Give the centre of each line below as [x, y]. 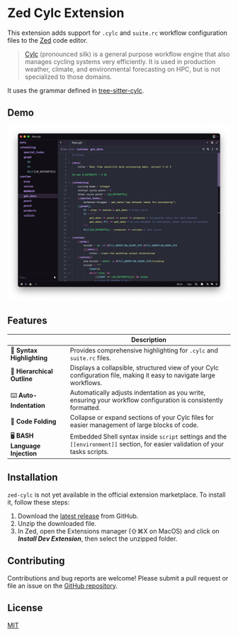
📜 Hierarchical [32, 372]
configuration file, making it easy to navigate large [143, 375]
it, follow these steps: [38, 502]
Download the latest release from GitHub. [78, 516]
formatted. [85, 408]
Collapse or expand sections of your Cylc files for [142, 418]
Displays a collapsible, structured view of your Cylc [144, 367]
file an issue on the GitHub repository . [63, 586]
